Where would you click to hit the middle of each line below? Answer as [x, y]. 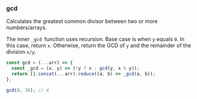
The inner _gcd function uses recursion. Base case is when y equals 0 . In [95, 39]
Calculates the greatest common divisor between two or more [82, 21]
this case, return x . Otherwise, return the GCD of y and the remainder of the [99, 45]
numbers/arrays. [26, 27]
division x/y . [21, 52]
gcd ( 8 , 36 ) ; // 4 [28, 90]
